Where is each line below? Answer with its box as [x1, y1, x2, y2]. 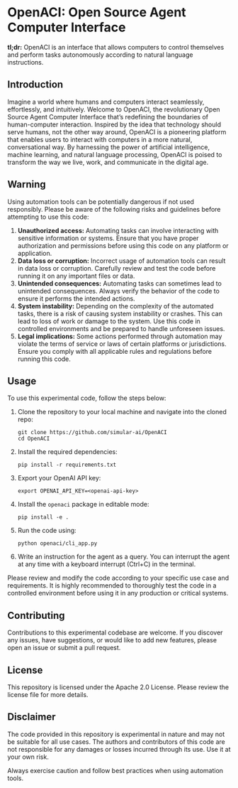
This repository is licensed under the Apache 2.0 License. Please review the [7, 683, 229, 691]
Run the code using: [17, 527, 76, 535]
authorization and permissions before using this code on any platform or [17, 241, 229, 249]
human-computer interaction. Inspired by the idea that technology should [7, 120, 222, 129]
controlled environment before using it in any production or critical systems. [7, 589, 229, 598]
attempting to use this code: [7, 212, 89, 221]
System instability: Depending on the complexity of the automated [17, 301, 214, 310]
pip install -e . [17, 514, 69, 521]
